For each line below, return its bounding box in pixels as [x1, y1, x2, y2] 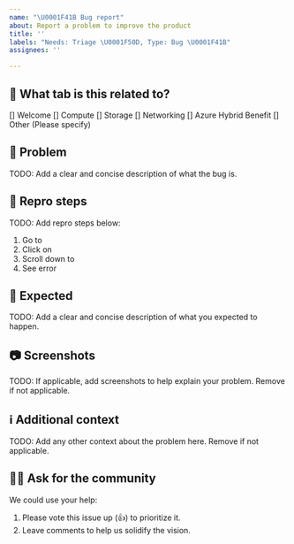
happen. [9, 321, 40, 332]
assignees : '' [9, 46, 62, 55]
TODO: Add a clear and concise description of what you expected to [9, 311, 258, 323]
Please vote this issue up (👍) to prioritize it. [21, 512, 181, 523]
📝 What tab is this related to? [9, 86, 170, 102]
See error [21, 263, 57, 273]
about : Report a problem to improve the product [9, 21, 192, 30]
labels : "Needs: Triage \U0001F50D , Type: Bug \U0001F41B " [9, 37, 231, 47]
